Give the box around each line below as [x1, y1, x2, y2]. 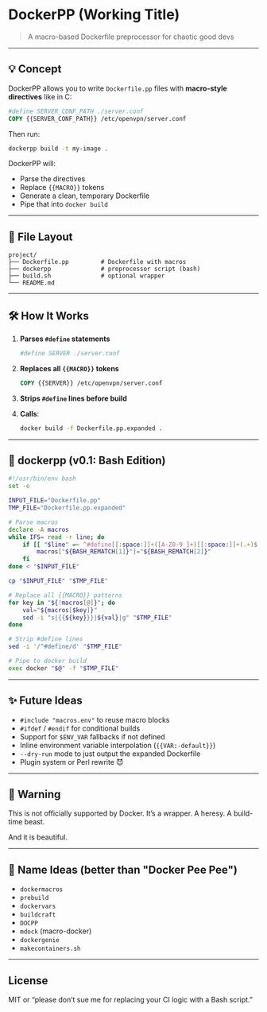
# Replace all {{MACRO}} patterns [8, 591, 123, 599]
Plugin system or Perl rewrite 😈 [19, 757, 124, 766]
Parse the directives [19, 174, 86, 184]
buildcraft [19, 911, 56, 919]
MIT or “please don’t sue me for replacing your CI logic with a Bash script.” [8, 995, 253, 1005]
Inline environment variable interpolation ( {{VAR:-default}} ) [19, 740, 216, 750]
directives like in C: [8, 91, 72, 101]
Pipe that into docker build [19, 200, 109, 209]
